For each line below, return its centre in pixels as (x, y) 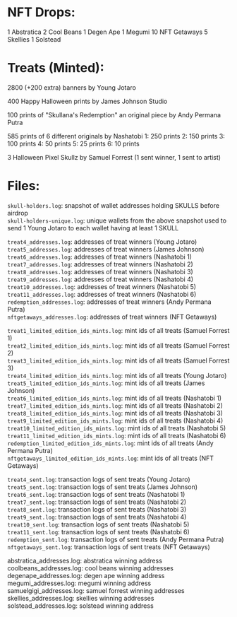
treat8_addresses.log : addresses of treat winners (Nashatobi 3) (101, 271)
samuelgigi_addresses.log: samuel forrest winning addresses (96, 590)
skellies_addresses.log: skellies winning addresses (81, 598)
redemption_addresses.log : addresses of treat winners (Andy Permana (109, 302)
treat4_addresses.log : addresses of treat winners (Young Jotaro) (102, 242)
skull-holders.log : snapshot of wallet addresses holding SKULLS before (114, 205)
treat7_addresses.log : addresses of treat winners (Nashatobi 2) (101, 264)
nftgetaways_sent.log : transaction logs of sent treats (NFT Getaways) (109, 547)
